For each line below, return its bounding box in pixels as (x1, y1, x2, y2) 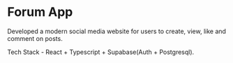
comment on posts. (7, 34, 63, 42)
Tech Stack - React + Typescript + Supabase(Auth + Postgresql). (7, 48, 195, 56)
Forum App (7, 4, 73, 20)
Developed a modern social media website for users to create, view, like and (7, 27, 227, 35)
